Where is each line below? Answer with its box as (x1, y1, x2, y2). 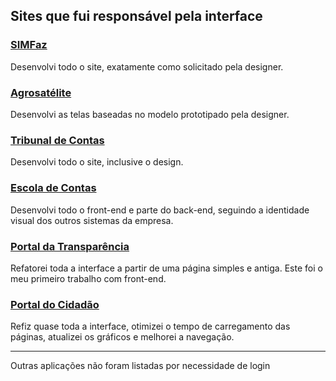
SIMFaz (10, 38, 48, 52)
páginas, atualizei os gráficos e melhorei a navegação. (10, 331, 235, 343)
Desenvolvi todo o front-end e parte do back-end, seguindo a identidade (10, 204, 310, 216)
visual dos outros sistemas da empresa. (10, 214, 174, 226)
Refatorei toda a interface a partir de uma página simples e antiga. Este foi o (10, 262, 323, 274)
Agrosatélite (10, 85, 72, 99)
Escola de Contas (10, 181, 97, 195)
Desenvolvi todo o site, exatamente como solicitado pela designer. (10, 60, 284, 73)
